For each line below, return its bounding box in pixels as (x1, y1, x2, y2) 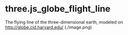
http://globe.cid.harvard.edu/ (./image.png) (5, 24, 92, 30)
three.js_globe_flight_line (5, 3, 111, 14)
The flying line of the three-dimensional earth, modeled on (5, 19, 124, 25)
